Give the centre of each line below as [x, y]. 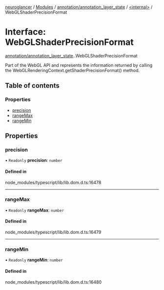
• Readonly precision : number [34, 160]
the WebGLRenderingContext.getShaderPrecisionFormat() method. [72, 70]
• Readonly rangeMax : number [35, 210]
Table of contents [32, 86]
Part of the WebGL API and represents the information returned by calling [79, 65]
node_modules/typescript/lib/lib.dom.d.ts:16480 [53, 282]
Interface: [26, 32]
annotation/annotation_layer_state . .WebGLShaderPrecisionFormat [71, 56]
